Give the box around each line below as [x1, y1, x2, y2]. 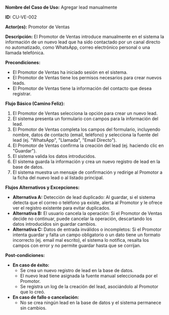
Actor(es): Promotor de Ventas [5, 24, 70, 30]
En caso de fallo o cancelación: [12, 294, 79, 300]
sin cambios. [20, 305, 47, 311]
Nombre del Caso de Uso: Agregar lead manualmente [5, 5, 118, 10]
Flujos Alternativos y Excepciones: [5, 184, 80, 190]
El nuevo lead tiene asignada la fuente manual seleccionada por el [20, 273, 158, 279]
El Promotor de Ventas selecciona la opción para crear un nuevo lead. [12, 111, 158, 116]
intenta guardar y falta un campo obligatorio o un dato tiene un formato [12, 232, 160, 238]
